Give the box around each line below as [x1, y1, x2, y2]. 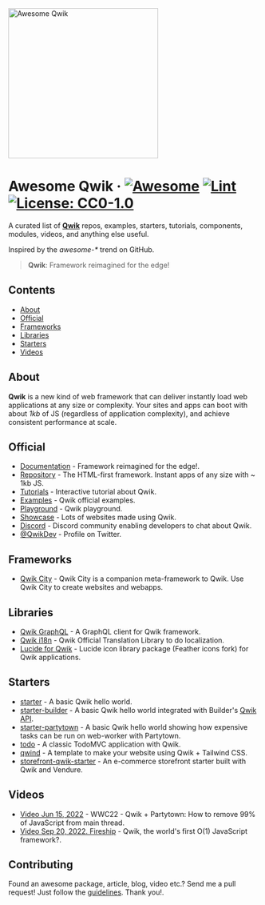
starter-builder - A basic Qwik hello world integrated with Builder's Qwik [19, 705, 257, 715]
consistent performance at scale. [8, 417, 117, 426]
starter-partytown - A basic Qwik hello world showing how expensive [19, 722, 248, 731]
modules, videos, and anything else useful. [8, 229, 149, 238]
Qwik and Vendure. [19, 764, 84, 775]
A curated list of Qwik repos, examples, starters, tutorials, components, [8, 220, 243, 230]
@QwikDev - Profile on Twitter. [19, 530, 122, 539]
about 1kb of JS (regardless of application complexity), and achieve [8, 408, 230, 418]
